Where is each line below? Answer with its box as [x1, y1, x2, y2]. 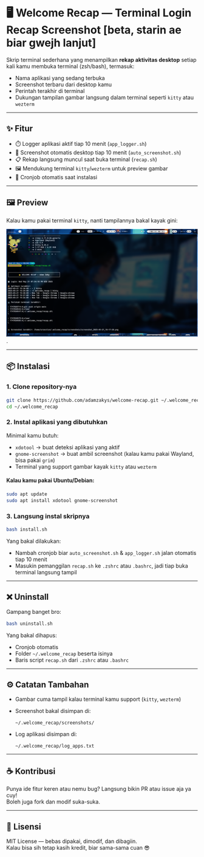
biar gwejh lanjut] [6, 36, 97, 50]
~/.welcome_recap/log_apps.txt [15, 743, 95, 749]
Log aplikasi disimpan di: [15, 731, 77, 738]
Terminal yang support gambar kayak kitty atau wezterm [15, 463, 157, 470]
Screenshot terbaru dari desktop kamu [15, 81, 112, 88]
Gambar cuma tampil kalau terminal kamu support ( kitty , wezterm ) [15, 695, 182, 703]
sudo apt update [6, 491, 47, 497]
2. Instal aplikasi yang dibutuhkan [6, 418, 108, 427]
